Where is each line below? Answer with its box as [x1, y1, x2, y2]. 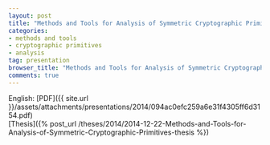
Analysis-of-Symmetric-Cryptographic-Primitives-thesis [8, 127, 195, 137]
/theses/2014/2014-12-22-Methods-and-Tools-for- [78, 119, 247, 128]
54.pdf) [8, 110, 34, 120]
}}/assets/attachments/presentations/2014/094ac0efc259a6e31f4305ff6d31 [8, 102, 261, 111]
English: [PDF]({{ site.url [8, 93, 88, 103]
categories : [8, 26, 48, 34]
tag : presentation [8, 57, 70, 65]
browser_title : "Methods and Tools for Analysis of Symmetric [8, 64, 221, 72]
